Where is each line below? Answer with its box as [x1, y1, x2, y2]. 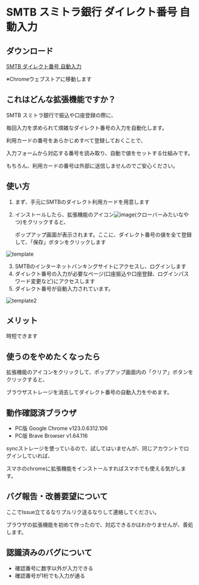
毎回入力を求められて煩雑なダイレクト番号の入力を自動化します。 [6, 124, 168, 131]
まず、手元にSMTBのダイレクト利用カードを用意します [14, 198, 150, 206]
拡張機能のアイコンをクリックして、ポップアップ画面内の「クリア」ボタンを [6, 369, 194, 376]
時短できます [6, 332, 38, 340]
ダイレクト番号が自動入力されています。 [14, 285, 114, 292]
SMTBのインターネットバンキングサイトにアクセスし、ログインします [14, 263, 186, 270]
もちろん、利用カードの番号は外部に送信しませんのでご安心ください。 [6, 162, 179, 169]
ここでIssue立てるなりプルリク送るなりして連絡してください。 [6, 508, 160, 515]
